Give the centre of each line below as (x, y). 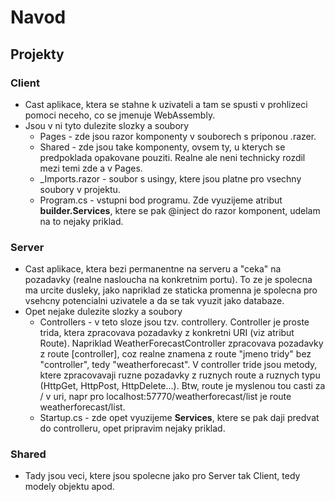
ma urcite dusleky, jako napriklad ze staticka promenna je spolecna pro (171, 290)
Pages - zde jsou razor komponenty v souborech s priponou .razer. (178, 136)
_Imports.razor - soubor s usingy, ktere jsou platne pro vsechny (170, 178)
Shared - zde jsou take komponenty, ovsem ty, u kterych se (162, 147)
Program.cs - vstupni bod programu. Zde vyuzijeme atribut (161, 200)
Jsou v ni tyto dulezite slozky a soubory (107, 125)
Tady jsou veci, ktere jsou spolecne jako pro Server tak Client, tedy (162, 476)
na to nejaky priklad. (81, 221)
